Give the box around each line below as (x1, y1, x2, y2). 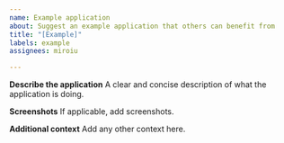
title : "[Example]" (9, 30, 83, 39)
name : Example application (9, 13, 111, 22)
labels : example (9, 38, 70, 48)
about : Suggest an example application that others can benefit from (9, 22, 276, 31)
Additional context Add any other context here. (9, 123, 186, 135)
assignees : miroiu (9, 47, 78, 56)
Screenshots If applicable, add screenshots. (9, 106, 174, 117)
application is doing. (9, 89, 84, 100)
